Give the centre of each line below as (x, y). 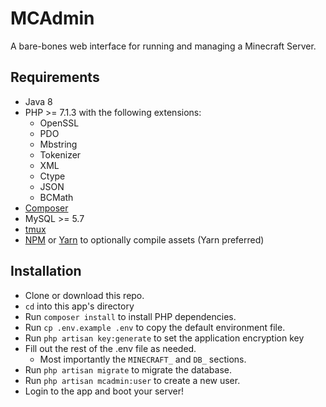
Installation (46, 271)
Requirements (55, 77)
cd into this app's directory (79, 306)
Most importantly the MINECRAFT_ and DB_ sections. (143, 359)
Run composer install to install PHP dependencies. (130, 316)
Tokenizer (60, 154)
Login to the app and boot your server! (104, 391)
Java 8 (38, 101)
